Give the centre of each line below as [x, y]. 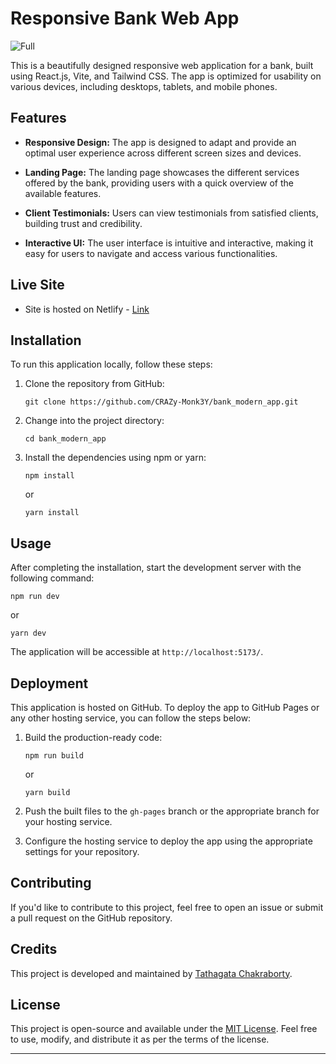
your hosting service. [68, 821]
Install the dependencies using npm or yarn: [115, 458]
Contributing [51, 883]
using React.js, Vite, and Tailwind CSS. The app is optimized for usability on [166, 76]
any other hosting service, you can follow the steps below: [131, 718]
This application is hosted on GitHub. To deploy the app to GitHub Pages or [165, 707]
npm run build [54, 756]
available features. [63, 193]
